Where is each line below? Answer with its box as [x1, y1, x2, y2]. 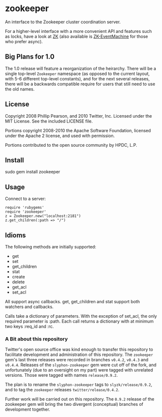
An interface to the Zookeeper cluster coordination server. [5, 19, 121, 25]
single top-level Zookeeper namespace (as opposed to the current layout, [5, 71, 150, 77]
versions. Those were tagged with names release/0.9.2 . [5, 372, 118, 378]
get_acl [12, 284, 27, 290]
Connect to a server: [5, 196, 46, 201]
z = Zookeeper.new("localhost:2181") [5, 214, 81, 218]
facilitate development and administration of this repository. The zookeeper [5, 352, 153, 357]
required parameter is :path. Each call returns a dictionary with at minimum [5, 318, 154, 324]
